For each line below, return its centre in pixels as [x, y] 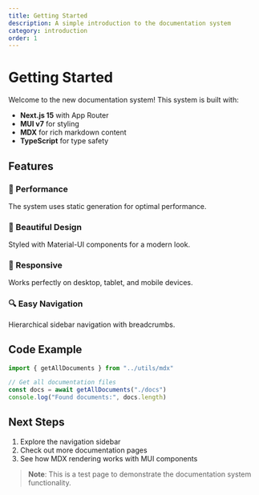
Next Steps [36, 423]
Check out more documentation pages [83, 450]
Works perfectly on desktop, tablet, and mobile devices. [101, 283]
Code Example [45, 350]
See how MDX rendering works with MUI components [109, 458]
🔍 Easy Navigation [46, 304]
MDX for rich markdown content [73, 132]
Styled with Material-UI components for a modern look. [99, 244]
